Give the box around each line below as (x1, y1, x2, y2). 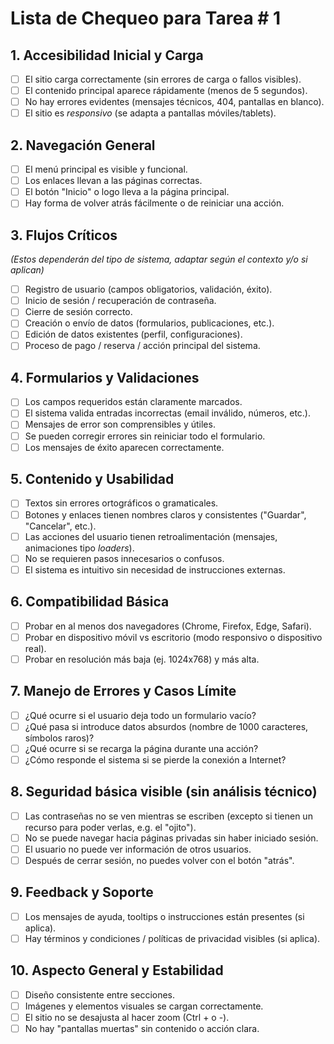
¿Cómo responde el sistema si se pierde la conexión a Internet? (24, 753, 287, 766)
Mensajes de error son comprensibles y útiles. (24, 418, 216, 431)
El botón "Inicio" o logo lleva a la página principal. (24, 186, 230, 198)
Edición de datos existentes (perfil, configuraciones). (24, 328, 243, 341)
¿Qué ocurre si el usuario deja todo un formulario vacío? (24, 709, 257, 721)
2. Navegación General (10, 137, 156, 154)
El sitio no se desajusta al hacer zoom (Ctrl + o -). (24, 1011, 230, 1023)
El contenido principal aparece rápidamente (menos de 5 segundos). (24, 85, 308, 97)
